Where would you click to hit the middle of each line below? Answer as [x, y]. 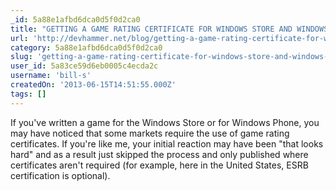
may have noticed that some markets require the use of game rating [150, 133]
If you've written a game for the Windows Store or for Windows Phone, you [165, 122]
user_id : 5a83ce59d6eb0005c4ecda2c [84, 66]
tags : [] [28, 94]
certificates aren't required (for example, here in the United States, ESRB [159, 165]
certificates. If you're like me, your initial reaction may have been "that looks [167, 143]
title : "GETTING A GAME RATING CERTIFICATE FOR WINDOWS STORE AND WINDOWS [169, 29]
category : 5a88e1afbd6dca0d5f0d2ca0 [86, 47]
